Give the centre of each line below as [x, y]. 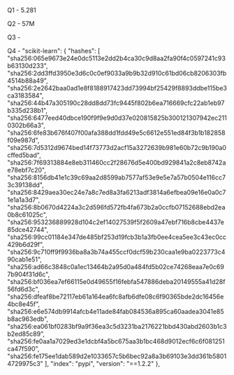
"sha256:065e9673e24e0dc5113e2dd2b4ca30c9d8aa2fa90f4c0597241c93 [116, 58]
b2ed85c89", [26, 334]
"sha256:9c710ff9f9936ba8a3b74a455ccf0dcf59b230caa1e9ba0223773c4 [116, 252]
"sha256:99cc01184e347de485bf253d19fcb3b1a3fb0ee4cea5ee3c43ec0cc [117, 237]
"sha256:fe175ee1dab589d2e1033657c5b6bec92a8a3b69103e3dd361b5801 [117, 356]
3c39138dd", [25, 185]
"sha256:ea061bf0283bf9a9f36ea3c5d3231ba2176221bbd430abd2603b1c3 [117, 326]
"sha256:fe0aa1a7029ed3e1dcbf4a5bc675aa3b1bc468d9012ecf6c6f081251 [116, 341]
